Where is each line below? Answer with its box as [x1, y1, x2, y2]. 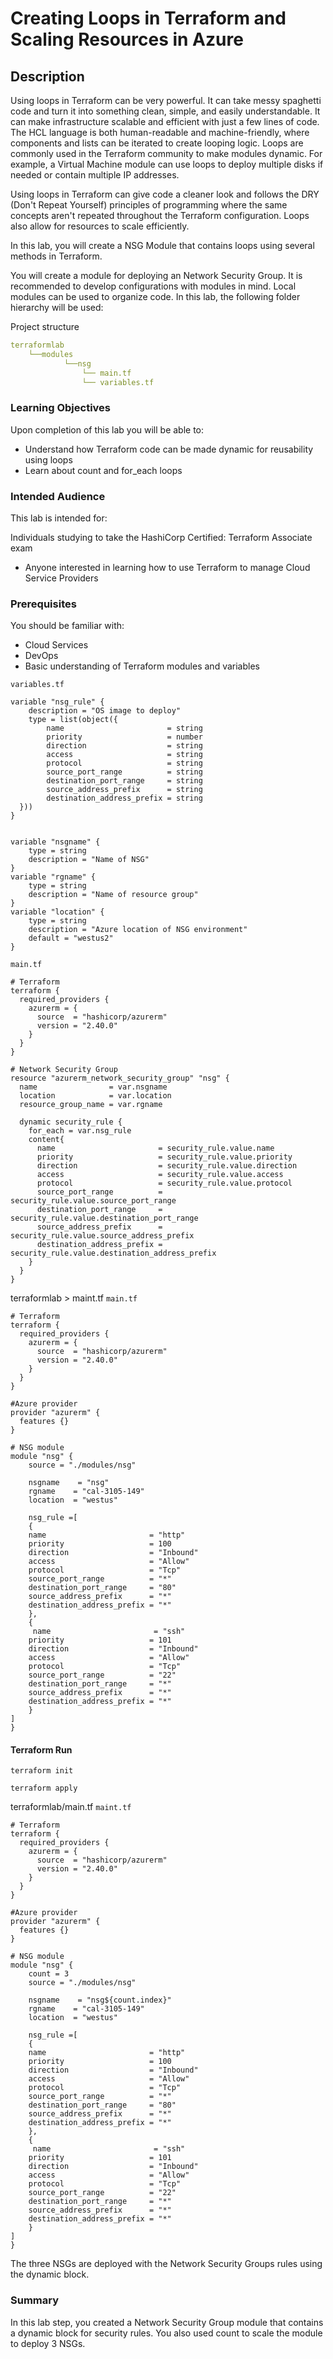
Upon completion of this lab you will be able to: [10, 423, 205, 436]
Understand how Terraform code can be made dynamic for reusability [24, 443, 314, 455]
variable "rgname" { [10, 872, 97, 882]
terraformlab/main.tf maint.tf [10, 1801, 132, 1813]
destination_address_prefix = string [46, 793, 203, 804]
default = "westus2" [28, 933, 114, 944]
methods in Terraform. [10, 250, 103, 262]
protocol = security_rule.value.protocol [36, 1178, 293, 1189]
